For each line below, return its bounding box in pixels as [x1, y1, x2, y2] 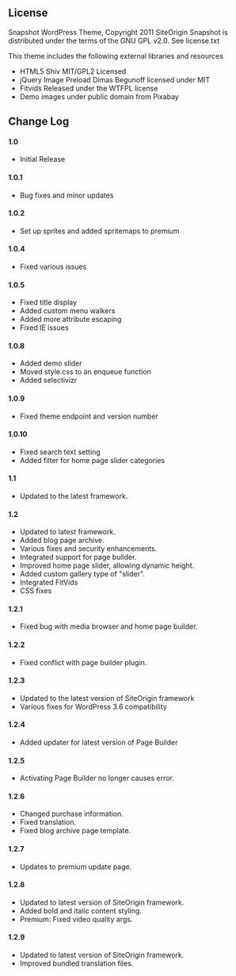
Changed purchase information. [19, 809, 124, 819]
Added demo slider [19, 358, 82, 368]
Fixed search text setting [19, 447, 101, 457]
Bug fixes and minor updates [19, 190, 114, 200]
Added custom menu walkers [19, 306, 116, 316]
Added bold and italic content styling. [19, 905, 143, 915]
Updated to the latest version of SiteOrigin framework [19, 693, 195, 702]
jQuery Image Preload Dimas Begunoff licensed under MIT [19, 75, 211, 84]
